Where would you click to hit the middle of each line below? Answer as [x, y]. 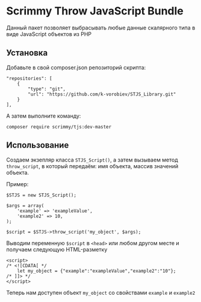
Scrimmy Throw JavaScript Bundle [95, 11]
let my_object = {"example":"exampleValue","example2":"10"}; [97, 271]
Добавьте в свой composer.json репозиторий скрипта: [76, 67]
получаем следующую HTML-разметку [57, 249]
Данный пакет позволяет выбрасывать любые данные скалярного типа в [101, 28]
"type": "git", [47, 89]
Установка [27, 53]
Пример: [17, 184]
